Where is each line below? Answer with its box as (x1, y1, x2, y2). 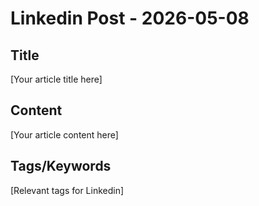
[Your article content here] (10, 128, 119, 141)
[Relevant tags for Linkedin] (10, 184, 125, 196)
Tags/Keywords (10, 158, 112, 175)
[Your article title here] (10, 73, 103, 85)
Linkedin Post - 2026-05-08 (10, 7, 250, 30)
